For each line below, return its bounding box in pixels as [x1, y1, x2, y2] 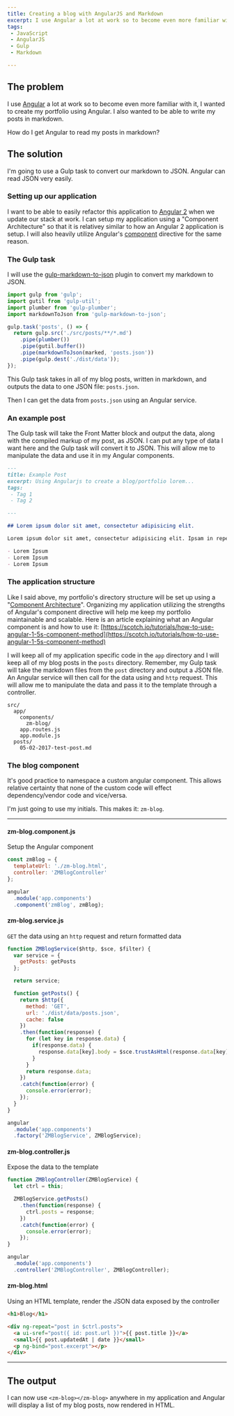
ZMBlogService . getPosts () [13, 1195, 89, 1202]
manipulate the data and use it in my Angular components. [7, 452, 175, 460]
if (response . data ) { [32, 1042, 92, 1049]
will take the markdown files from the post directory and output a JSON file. [7, 666, 224, 674]
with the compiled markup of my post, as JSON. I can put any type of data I [7, 437, 224, 445]
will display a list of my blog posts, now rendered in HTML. [7, 1401, 175, 1410]
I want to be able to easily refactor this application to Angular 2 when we [7, 207, 215, 216]
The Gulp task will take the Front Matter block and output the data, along [7, 429, 215, 438]
